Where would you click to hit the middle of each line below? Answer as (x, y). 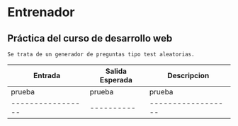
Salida (116, 71)
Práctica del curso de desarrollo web (90, 38)
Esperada (116, 80)
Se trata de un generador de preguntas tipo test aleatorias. (101, 54)
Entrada (47, 76)
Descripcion (188, 76)
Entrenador (41, 12)
